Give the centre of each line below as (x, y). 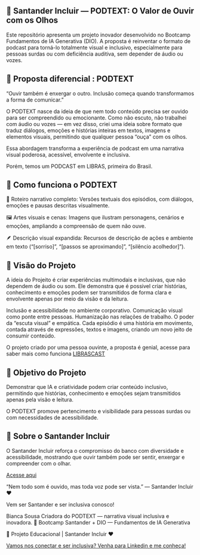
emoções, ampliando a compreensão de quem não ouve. (76, 226)
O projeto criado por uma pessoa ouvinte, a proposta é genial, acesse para (98, 348)
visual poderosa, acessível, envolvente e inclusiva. (68, 154)
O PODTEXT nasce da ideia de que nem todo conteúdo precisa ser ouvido (97, 111)
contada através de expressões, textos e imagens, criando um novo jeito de (99, 330)
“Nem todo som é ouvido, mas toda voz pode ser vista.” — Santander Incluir (100, 486)
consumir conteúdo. (31, 336)
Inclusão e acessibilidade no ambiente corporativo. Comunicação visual (95, 311)
